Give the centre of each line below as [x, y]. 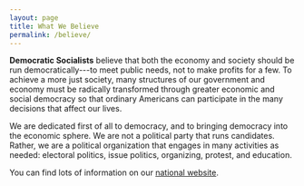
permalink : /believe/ [50, 34]
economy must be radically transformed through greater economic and [142, 89]
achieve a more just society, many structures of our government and [137, 80]
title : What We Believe [54, 26]
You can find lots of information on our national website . [114, 172]
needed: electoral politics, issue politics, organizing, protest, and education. [151, 155]
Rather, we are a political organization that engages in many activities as [144, 145]
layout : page [34, 18]
